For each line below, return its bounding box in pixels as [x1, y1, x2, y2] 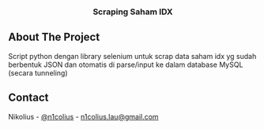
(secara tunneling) [8, 68, 69, 77]
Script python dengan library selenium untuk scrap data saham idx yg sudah [8, 51, 257, 61]
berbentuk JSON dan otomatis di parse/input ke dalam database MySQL [8, 60, 243, 69]
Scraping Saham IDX [92, 6, 173, 17]
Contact [8, 91, 49, 105]
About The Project [8, 31, 100, 44]
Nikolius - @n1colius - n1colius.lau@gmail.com [8, 112, 160, 121]
